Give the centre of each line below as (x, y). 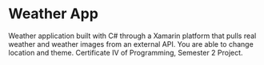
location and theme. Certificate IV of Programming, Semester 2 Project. (126, 52)
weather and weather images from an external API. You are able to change (131, 44)
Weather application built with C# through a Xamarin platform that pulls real (132, 36)
